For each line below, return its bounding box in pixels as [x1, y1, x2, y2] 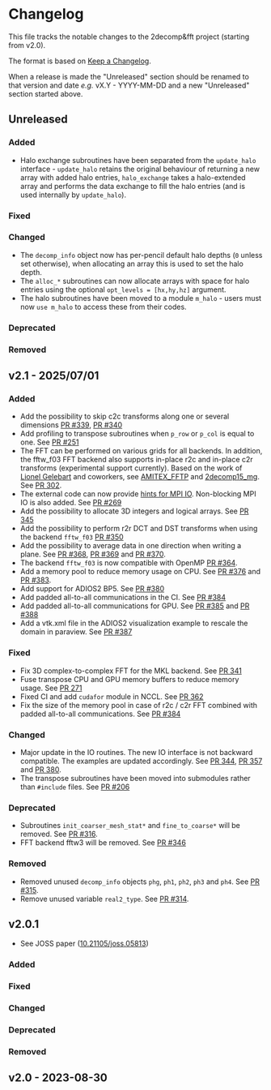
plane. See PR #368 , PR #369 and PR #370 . [19, 549, 166, 560]
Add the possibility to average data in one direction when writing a [19, 541, 242, 551]
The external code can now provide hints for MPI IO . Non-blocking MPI [19, 489, 256, 499]
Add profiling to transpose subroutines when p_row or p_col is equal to [19, 429, 255, 439]
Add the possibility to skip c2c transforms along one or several [19, 411, 230, 422]
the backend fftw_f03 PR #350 [19, 532, 124, 542]
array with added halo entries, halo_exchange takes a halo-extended [19, 172, 246, 182]
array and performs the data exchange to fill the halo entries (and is [19, 181, 245, 191]
